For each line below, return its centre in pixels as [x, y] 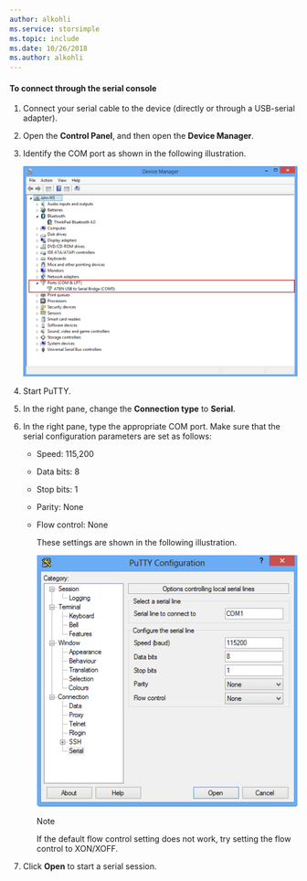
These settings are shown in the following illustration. [137, 542]
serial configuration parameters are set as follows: [117, 436]
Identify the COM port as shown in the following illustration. [134, 154]
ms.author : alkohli [47, 58]
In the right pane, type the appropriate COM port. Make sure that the [152, 426]
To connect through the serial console [83, 88]
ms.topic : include [44, 38]
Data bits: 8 [58, 472]
